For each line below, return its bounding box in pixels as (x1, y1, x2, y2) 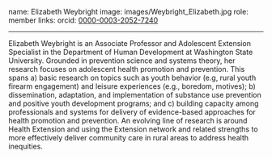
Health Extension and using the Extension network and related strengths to (8, 124, 258, 134)
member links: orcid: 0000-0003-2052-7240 (8, 15, 159, 25)
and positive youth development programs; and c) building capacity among (8, 98, 259, 108)
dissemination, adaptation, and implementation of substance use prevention (8, 90, 261, 99)
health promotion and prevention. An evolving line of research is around (8, 116, 248, 125)
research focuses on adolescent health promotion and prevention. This (8, 65, 245, 73)
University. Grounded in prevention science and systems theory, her (8, 56, 236, 65)
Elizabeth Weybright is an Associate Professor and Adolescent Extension (8, 39, 251, 48)
